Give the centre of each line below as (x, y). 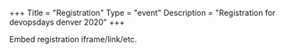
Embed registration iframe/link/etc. (73, 39)
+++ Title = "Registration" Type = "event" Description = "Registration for (142, 13)
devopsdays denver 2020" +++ (67, 22)
